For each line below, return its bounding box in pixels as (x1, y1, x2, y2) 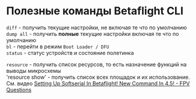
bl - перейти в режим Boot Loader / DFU (6, 43, 109, 50)
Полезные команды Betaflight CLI (6, 4, 184, 18)
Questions (6, 86, 32, 93)
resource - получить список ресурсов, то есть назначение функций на (6, 61, 187, 68)
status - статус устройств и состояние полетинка (6, 49, 134, 56)
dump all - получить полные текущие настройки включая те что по (6, 30, 179, 37)
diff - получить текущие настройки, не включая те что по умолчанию (6, 24, 188, 31)
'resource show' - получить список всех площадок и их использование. (6, 73, 191, 81)
